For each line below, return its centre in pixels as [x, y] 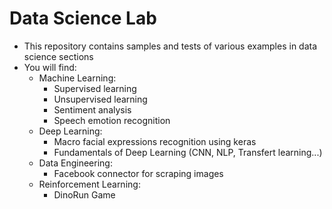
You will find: [50, 67]
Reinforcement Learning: [89, 184]
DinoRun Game [84, 194]
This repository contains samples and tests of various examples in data [170, 46]
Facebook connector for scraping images [138, 173]
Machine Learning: [77, 78]
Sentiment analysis [92, 109]
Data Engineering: [75, 163]
